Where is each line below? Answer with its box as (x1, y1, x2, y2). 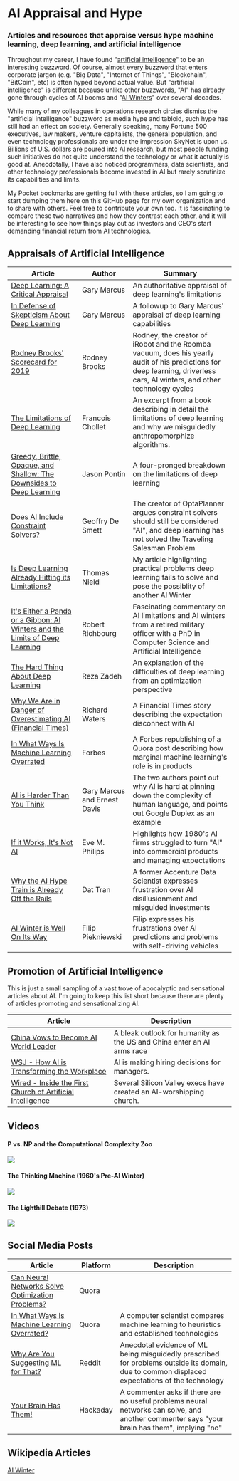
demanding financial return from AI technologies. (7, 226, 152, 236)
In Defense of (11, 301, 56, 311)
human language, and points (132, 800, 228, 810)
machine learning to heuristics (119, 1319, 221, 1329)
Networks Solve (11, 1281, 64, 1291)
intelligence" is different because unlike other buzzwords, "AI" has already (7, 85, 225, 94)
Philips (81, 847, 105, 857)
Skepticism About (11, 310, 70, 320)
